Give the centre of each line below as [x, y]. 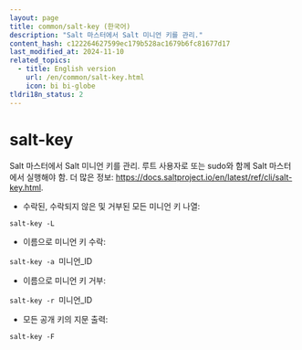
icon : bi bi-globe [61, 86]
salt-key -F [32, 337]
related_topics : [40, 60]
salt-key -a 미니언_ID [51, 261]
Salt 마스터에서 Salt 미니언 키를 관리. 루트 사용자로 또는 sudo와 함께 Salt [138, 166]
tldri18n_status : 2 [47, 94]
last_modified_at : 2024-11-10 [67, 52]
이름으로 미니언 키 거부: [64, 281]
